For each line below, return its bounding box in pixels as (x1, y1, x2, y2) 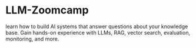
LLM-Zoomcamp (5, 4, 89, 17)
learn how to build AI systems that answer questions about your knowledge (5, 23, 188, 30)
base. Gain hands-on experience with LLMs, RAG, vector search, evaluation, (5, 29, 191, 36)
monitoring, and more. (5, 35, 59, 42)
